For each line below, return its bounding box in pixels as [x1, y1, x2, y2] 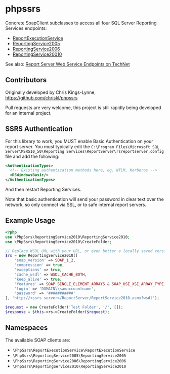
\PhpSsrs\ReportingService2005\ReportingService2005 [12, 353, 126, 358]
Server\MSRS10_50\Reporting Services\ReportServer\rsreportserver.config [5, 149, 164, 154]
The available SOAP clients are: [5, 337, 71, 343]
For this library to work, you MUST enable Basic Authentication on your [5, 138, 153, 144]
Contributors [5, 76, 47, 84]
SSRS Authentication [5, 125, 73, 133]
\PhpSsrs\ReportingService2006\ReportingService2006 [12, 358, 126, 363]
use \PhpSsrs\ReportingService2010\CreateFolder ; [5, 239, 112, 244]
